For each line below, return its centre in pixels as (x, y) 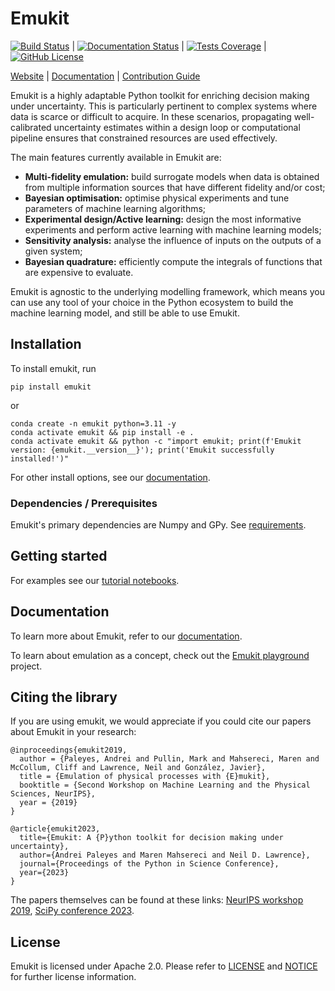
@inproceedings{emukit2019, (69, 750)
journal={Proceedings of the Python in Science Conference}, (149, 864)
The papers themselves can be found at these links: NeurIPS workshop (157, 900)
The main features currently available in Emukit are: (116, 157)
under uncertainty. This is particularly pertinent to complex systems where (164, 106)
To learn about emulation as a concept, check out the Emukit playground (160, 655)
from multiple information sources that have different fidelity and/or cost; (175, 187)
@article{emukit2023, (55, 829)
